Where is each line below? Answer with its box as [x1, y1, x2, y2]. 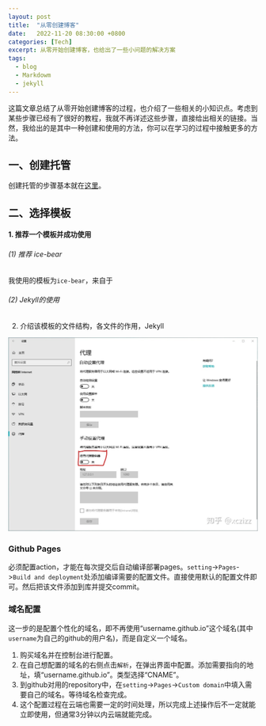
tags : [8, 55, 26, 63]
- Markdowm [15, 71, 51, 79]
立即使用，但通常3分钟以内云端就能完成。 [19, 709, 157, 719]
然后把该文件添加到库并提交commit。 [21, 582, 144, 591]
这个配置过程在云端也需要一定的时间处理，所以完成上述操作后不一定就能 [19, 699, 256, 709]
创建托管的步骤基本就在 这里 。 [8, 181, 105, 190]
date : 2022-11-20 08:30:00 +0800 [8, 29, 126, 37]
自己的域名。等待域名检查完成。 [26, 690, 131, 699]
